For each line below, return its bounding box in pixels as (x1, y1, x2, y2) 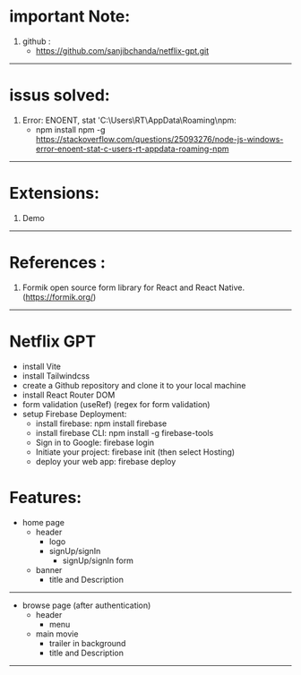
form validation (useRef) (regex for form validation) (21, 398, 211, 409)
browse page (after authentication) (21, 600, 151, 611)
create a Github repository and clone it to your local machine (21, 380, 246, 390)
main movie (35, 628, 79, 639)
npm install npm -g (35, 124, 106, 135)
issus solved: (9, 85, 110, 106)
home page (21, 517, 65, 527)
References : (9, 252, 106, 272)
